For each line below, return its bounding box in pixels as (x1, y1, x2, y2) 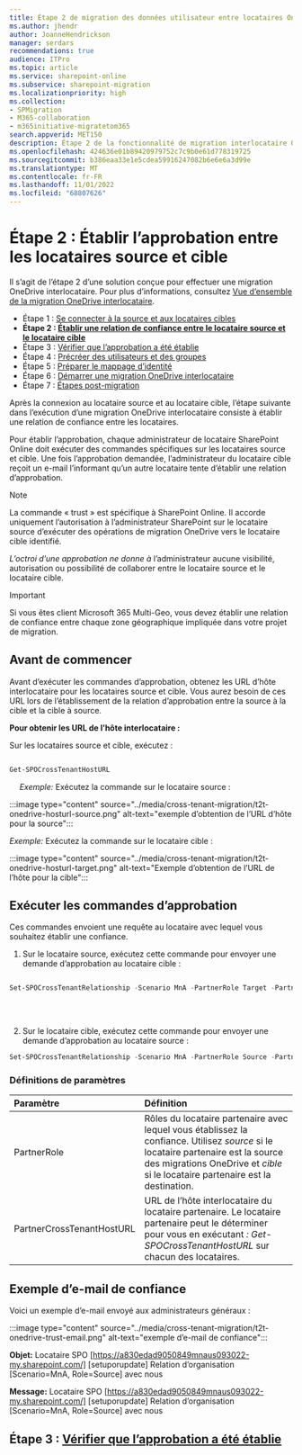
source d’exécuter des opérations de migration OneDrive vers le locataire (9, 525, 280, 536)
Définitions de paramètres (9, 1073, 126, 1086)
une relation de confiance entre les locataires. (9, 416, 180, 427)
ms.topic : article (9, 64, 78, 73)
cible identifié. (9, 535, 62, 546)
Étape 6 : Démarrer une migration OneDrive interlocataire (22, 370, 235, 381)
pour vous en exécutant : (144, 1228, 249, 1241)
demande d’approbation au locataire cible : (22, 958, 182, 969)
